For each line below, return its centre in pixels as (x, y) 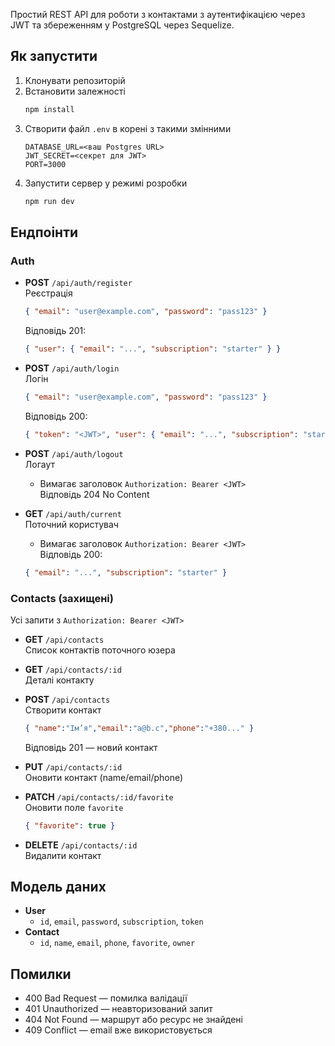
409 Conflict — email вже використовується (118, 1030)
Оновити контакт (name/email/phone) (104, 777)
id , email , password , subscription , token (121, 921)
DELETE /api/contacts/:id (81, 845)
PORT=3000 (45, 164)
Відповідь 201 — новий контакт (91, 747)
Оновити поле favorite (74, 807)
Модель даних (58, 887)
